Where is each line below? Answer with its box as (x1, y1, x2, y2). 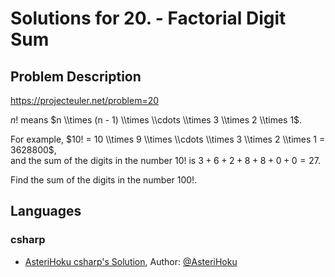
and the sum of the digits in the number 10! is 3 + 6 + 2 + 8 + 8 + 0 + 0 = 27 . (10, 155, 321, 166)
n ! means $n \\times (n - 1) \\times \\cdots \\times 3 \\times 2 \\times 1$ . (10, 114, 303, 126)
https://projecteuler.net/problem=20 (10, 95, 160, 106)
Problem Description (10, 68, 142, 85)
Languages (10, 203, 82, 220)
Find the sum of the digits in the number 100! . (10, 174, 198, 186)
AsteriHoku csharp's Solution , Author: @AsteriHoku (24, 255, 238, 267)
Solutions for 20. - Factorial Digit (10, 7, 287, 30)
